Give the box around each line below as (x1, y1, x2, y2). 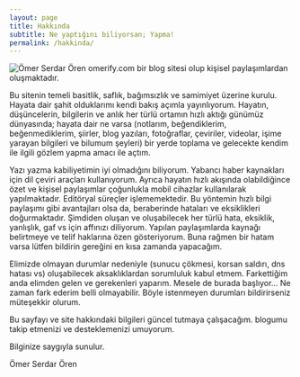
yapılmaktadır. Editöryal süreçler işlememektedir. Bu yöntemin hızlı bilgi (9, 193, 272, 204)
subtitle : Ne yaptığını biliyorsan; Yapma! (9, 30, 175, 39)
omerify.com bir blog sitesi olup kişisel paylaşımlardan (88, 63, 289, 74)
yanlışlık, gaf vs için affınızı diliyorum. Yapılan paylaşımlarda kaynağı (9, 222, 260, 233)
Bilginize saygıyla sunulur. (9, 341, 105, 352)
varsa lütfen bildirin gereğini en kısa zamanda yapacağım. (9, 241, 223, 252)
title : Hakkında (9, 22, 70, 31)
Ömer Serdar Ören (9, 359, 78, 370)
